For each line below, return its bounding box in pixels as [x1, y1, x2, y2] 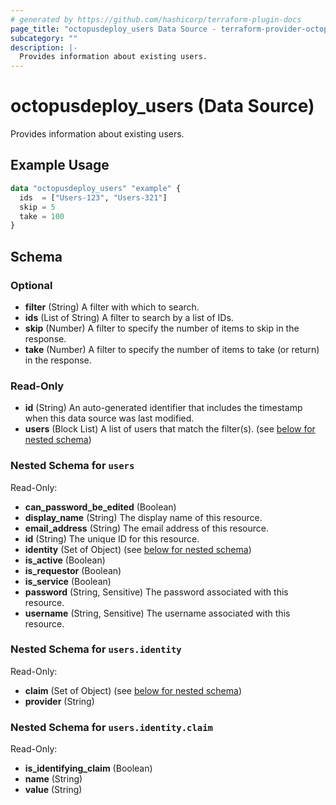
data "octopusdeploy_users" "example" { [10, 183, 182, 193]
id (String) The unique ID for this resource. [24, 532, 200, 545]
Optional [10, 278, 53, 292]
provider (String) [24, 695, 95, 707]
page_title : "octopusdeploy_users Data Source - [10, 24, 217, 34]
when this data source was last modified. [24, 412, 195, 425]
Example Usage [10, 157, 110, 174]
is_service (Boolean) [24, 575, 112, 587]
